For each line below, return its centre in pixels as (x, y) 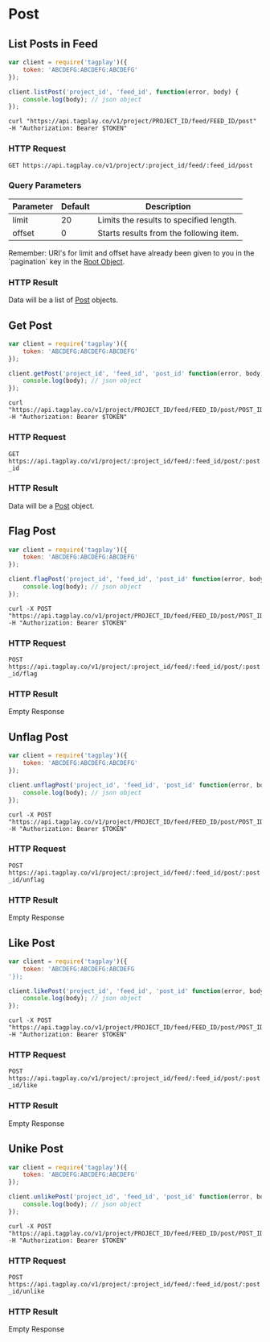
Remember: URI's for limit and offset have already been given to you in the (131, 253)
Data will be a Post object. (51, 505)
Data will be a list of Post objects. (63, 300)
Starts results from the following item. (168, 233)
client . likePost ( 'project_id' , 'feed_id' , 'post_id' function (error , (127, 991)
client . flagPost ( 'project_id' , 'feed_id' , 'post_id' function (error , (127, 580)
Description (168, 206)
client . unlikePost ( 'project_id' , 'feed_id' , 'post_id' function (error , (131, 1197)
